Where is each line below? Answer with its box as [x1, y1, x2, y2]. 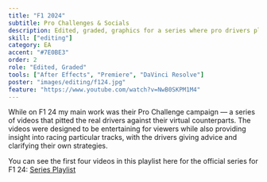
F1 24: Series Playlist [8, 165, 76, 175]
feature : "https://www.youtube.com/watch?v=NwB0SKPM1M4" [8, 85, 201, 94]
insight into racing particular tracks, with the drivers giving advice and [8, 133, 238, 142]
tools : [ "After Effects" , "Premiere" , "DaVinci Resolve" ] [8, 71, 204, 79]
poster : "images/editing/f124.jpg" [8, 78, 126, 86]
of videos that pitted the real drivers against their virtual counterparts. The [8, 116, 252, 126]
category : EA [8, 41, 52, 49]
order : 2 [8, 56, 37, 64]
